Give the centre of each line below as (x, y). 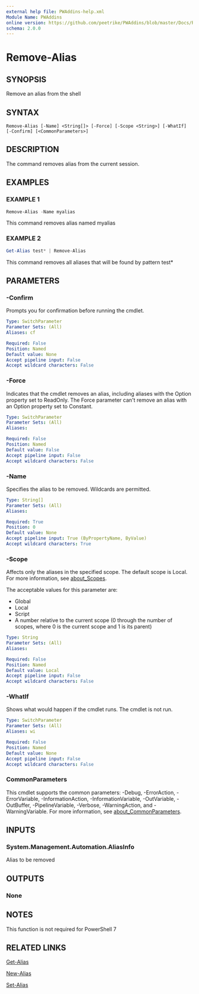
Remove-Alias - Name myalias (41, 212)
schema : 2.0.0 (24, 28)
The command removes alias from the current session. (73, 163)
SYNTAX (23, 113)
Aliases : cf (21, 333)
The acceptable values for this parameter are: (62, 590)
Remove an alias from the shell (44, 94)
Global (23, 601)
